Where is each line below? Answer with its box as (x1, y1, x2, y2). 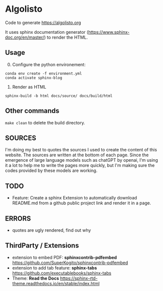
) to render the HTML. (44, 34, 88, 40)
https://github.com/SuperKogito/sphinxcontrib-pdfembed (12, 260, 128, 266)
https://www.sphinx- (88, 29, 130, 35)
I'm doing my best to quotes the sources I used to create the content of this (5, 147, 158, 153)
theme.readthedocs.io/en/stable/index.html (12, 280, 100, 286)
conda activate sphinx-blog (5, 75, 63, 80)
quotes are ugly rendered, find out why (12, 227, 91, 233)
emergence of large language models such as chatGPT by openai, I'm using (5, 157, 158, 163)
